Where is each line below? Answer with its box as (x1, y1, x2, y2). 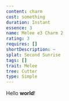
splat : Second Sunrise (6, 52, 61, 58)
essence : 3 (6, 25, 32, 31)
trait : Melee (6, 62, 38, 69)
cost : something (6, 14, 45, 20)
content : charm (6, 8, 43, 15)
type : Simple (6, 74, 38, 79)
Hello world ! (6, 90, 36, 97)
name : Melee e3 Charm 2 (6, 30, 64, 36)
